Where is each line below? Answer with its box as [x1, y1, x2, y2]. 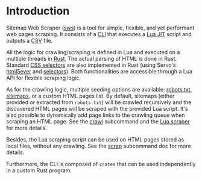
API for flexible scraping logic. [6, 74, 81, 81]
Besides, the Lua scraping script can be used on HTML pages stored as [6, 135, 185, 143]
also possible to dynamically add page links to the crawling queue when [6, 111, 185, 119]
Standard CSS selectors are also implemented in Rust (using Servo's [6, 61, 176, 69]
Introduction [6, 4, 70, 18]
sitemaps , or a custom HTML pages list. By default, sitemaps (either [6, 92, 175, 99]
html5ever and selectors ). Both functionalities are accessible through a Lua [6, 67, 193, 75]
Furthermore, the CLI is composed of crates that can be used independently [6, 160, 196, 167]
